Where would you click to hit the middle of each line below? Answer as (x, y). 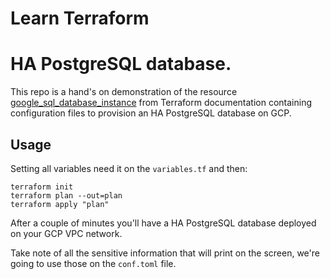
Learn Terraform (80, 18)
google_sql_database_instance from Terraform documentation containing (161, 103)
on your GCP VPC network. (66, 233)
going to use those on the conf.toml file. (93, 263)
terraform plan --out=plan (66, 195)
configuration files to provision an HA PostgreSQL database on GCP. (151, 113)
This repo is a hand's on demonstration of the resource (124, 92)
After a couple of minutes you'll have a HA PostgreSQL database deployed (163, 223)
